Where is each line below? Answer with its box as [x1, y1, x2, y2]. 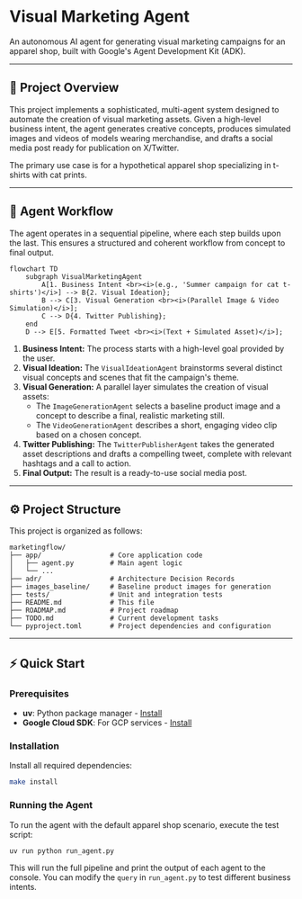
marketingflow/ [9, 543, 67, 553]
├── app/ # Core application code [9, 551, 203, 560]
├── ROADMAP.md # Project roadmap [9, 606, 179, 616]
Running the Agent [9, 799, 93, 812]
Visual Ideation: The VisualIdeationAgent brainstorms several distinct [22, 362, 283, 373]
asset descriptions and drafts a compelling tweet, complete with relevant [22, 448, 292, 459]
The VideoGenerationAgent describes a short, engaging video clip [35, 419, 278, 430]
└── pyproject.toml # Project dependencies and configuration [9, 622, 271, 631]
